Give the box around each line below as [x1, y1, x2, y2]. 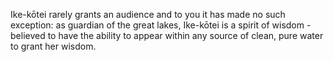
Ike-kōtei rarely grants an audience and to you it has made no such [10, 9, 286, 20]
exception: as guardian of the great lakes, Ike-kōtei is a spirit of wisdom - [10, 19, 312, 31]
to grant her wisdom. [10, 40, 97, 52]
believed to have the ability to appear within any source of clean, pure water [10, 30, 324, 41]
